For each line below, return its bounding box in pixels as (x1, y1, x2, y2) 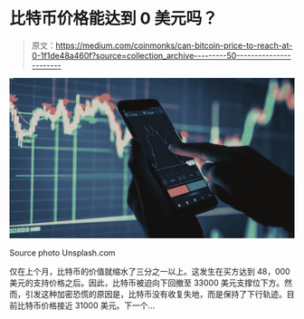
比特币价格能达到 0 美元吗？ (9, 8, 219, 29)
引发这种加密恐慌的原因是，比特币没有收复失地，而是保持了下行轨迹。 (24, 289, 287, 300)
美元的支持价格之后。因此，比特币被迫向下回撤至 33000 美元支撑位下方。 (9, 277, 285, 288)
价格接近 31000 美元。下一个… (40, 300, 156, 311)
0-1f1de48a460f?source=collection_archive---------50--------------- (31, 50, 291, 61)
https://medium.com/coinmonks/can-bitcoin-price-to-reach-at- (55, 40, 293, 51)
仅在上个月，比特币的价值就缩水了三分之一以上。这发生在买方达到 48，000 (9, 266, 291, 277)
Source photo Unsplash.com (9, 247, 116, 258)
